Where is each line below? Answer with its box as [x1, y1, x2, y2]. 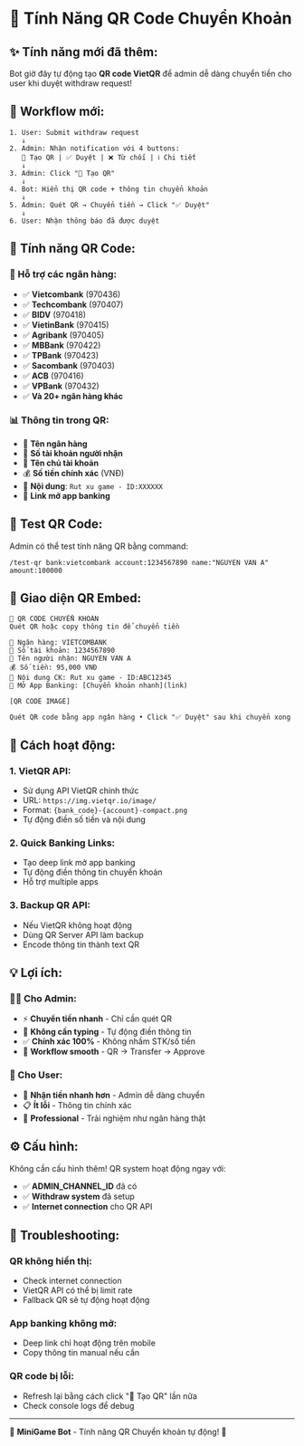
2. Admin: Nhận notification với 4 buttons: [9, 144, 180, 153]
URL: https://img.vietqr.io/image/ [22, 795, 157, 806]
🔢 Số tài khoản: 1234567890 [9, 646, 116, 656]
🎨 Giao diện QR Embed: [9, 590, 142, 606]
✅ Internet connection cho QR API [22, 1201, 153, 1211]
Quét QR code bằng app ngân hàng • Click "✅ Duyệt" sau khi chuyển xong [9, 713, 291, 723]
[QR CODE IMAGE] [9, 697, 71, 706]
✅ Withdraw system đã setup [22, 1191, 135, 1202]
